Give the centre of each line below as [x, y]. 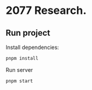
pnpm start [19, 81]
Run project [28, 33]
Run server [19, 69]
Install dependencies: [32, 47]
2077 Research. [46, 11]
